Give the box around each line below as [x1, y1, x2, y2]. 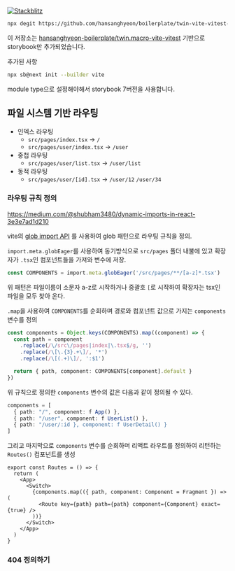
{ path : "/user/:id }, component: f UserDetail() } [13, 421, 168, 428]
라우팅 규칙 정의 [7, 193, 57, 203]
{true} [7, 507, 27, 514]
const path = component [13, 336, 83, 343]
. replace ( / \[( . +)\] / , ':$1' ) [20, 355, 105, 362]
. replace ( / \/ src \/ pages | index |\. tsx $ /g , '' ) [20, 342, 152, 349]
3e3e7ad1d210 [7, 217, 49, 225]
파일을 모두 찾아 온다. [7, 291, 65, 300]
